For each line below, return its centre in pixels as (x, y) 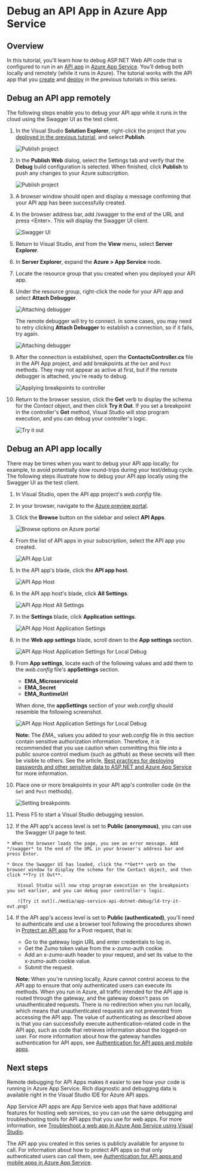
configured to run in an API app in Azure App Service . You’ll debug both (95, 67)
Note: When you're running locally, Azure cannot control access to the (102, 979)
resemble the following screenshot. (59, 712)
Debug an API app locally (54, 449)
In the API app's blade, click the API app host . (72, 570)
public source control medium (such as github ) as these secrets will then (105, 754)
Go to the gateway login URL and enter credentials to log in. (98, 942)
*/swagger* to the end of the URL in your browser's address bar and (95, 849)
